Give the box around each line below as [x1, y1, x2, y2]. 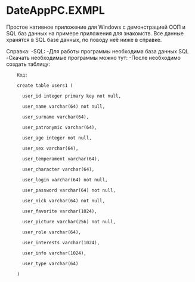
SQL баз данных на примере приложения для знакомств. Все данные [6, 29, 184, 37]
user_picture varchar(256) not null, [21, 219, 116, 225]
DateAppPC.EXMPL [6, 4, 106, 17]
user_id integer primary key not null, [21, 93, 121, 99]
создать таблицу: [6, 60, 51, 68]
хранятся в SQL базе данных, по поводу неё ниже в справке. [6, 36, 162, 43]
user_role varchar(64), [21, 229, 82, 235]
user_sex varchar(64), [21, 145, 79, 151]
